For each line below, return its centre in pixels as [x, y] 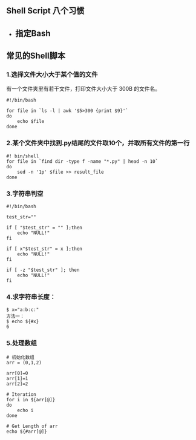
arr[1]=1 [17, 378]
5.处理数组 [22, 343]
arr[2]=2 [17, 384]
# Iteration [21, 394]
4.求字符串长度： [31, 297]
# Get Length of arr [32, 426]
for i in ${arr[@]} [31, 399]
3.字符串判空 [25, 194]
